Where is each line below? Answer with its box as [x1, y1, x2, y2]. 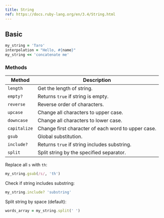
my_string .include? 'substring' [5, 190, 71, 195]
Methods [5, 64, 27, 71]
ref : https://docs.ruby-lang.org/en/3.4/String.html [5, 12, 116, 17]
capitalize [7, 126, 33, 131]
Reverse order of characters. [37, 101, 104, 108]
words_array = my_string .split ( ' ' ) [5, 208, 80, 213]
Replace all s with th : [5, 162, 48, 168]
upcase [7, 109, 23, 115]
